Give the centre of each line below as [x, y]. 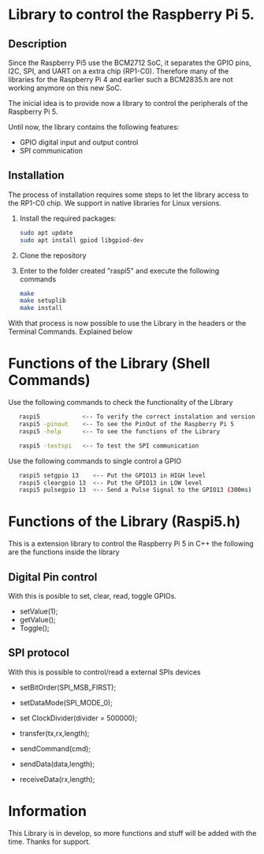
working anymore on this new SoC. [65, 88]
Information [47, 811]
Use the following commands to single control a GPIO [95, 461]
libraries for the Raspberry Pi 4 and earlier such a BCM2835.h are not [121, 79]
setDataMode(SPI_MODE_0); [66, 702]
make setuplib [43, 301]
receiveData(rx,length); [57, 779]
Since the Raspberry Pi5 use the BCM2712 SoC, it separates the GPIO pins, [130, 62]
